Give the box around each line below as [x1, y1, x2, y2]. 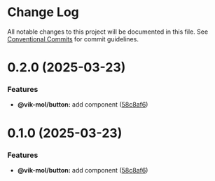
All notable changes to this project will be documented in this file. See [7, 27, 209, 36]
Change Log [7, 4, 79, 20]
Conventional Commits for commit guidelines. [7, 34, 139, 43]
